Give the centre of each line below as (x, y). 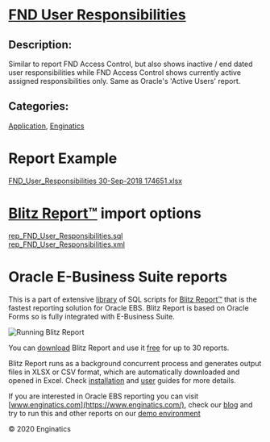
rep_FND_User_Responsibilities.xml (66, 244)
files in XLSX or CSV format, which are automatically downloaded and (124, 372)
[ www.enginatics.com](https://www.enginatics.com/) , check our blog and (131, 404)
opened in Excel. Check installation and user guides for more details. (122, 380)
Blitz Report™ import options (105, 213)
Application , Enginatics (46, 126)
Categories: (39, 106)
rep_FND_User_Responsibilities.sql (66, 236)
